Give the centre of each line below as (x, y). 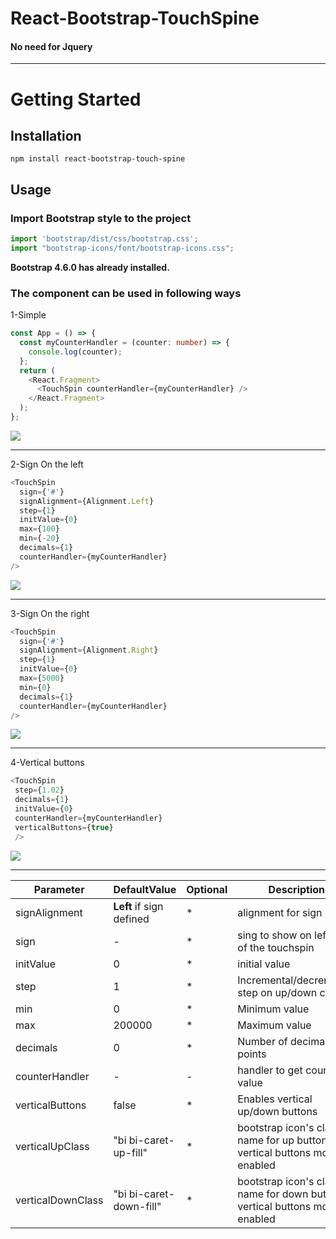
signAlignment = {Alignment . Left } (87, 501)
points (252, 1054)
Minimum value (273, 1009)
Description (297, 889)
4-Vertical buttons (47, 763)
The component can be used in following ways (126, 293)
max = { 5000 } (42, 678)
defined (131, 919)
